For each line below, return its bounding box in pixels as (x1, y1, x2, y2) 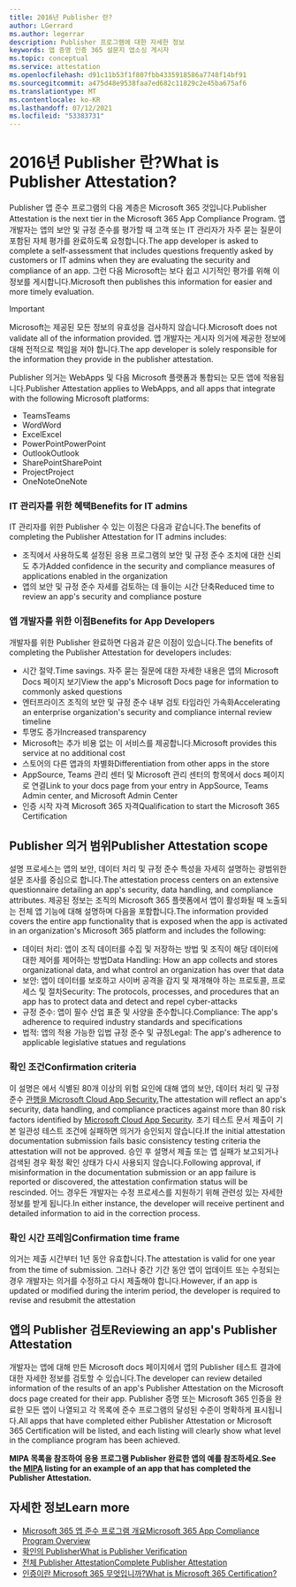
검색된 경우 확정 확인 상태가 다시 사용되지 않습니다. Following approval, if (9, 1157, 262, 1167)
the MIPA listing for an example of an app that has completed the (9, 1462, 252, 1474)
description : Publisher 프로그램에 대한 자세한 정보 (9, 37, 186, 47)
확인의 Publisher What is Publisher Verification (21, 1545, 187, 1556)
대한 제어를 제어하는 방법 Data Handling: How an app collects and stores (21, 955, 278, 966)
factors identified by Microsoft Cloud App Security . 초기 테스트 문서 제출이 (9, 1114, 274, 1125)
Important (9, 304, 45, 314)
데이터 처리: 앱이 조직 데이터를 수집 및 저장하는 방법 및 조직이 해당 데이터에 (21, 944, 279, 954)
